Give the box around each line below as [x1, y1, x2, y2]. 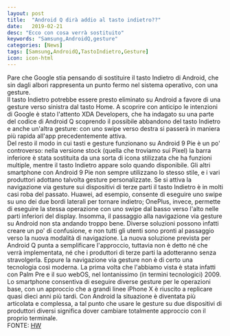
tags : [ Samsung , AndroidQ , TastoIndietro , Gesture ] [7, 49, 149, 56]
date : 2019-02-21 [7, 23, 63, 29]
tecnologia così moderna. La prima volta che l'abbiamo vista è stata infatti [7, 263, 216, 271]
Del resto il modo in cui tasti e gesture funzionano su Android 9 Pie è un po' [7, 139, 221, 147]
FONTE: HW [7, 321, 42, 329]
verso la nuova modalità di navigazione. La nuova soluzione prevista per [7, 234, 211, 242]
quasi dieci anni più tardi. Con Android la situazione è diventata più [7, 292, 196, 300]
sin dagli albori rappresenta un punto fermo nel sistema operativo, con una [7, 80, 218, 89]
